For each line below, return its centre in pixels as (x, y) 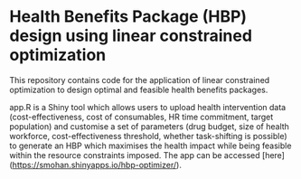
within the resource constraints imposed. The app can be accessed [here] (147, 155)
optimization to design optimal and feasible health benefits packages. (139, 89)
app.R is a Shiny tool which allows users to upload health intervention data (148, 107)
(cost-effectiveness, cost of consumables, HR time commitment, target (141, 117)
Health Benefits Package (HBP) (128, 17)
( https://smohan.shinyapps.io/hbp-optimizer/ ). (96, 165)
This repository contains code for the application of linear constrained (140, 80)
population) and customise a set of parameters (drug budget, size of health (149, 126)
